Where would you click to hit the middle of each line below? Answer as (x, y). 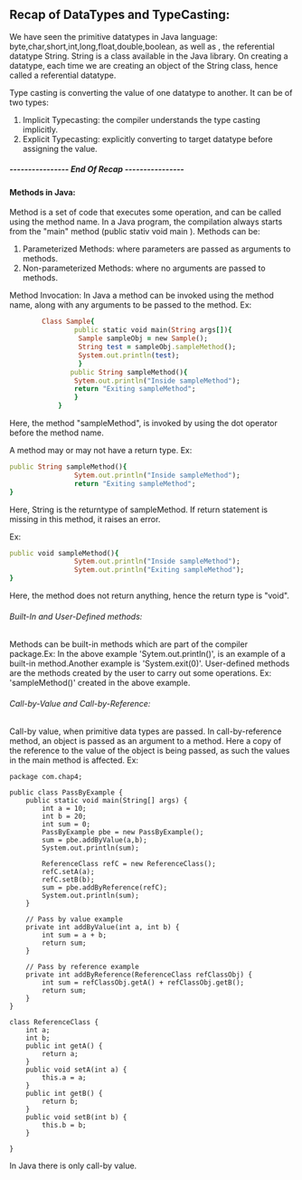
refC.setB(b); (68, 880)
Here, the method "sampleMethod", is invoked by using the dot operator (143, 423)
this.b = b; (65, 1126)
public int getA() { (64, 1046)
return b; (60, 1102)
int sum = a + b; (74, 936)
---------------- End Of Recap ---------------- (97, 169)
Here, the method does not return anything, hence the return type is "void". (149, 595)
